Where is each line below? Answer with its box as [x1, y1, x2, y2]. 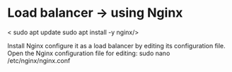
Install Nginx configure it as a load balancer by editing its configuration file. [7, 41, 226, 50]
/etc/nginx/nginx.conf [7, 56, 71, 64]
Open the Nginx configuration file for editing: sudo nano [7, 49, 170, 57]
